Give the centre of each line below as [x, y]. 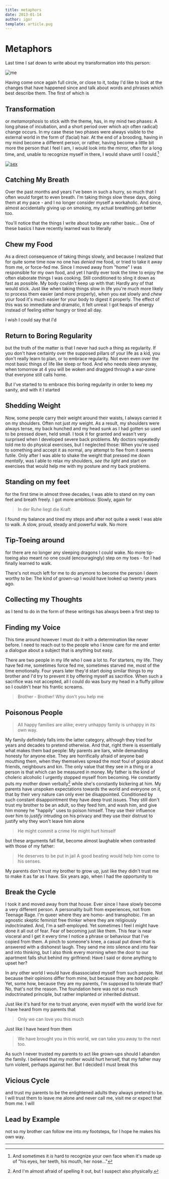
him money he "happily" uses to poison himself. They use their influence [80, 810]
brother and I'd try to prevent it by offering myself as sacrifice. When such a [84, 676]
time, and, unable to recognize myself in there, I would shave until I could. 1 [82, 154]
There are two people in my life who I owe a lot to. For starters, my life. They [84, 660]
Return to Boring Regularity [49, 336]
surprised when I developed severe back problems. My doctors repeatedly [82, 439]
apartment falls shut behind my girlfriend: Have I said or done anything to [81, 958]
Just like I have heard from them [38, 1029]
